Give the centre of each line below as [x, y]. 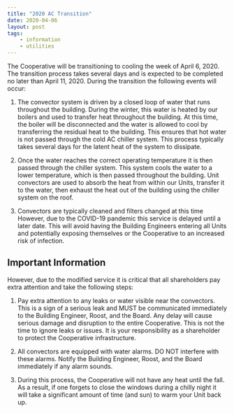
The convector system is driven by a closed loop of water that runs [114, 102]
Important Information [57, 263]
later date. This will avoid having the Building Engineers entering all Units [122, 226]
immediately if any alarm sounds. [65, 366]
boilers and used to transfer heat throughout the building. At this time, [118, 117]
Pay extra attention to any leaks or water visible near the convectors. [116, 300]
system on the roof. [45, 197]
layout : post [26, 27]
